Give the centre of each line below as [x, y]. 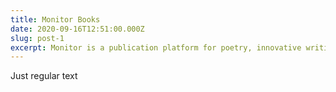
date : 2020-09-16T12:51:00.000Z [77, 29]
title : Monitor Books [55, 19]
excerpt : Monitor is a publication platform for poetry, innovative [156, 47]
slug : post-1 [37, 38]
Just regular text [44, 76]
